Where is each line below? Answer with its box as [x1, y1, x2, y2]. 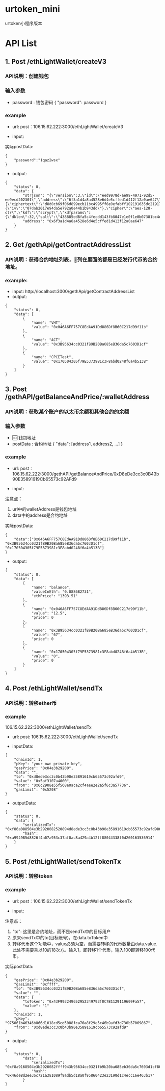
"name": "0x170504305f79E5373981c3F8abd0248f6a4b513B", [31, 649, 148, 654]
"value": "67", [31, 632, 63, 637]
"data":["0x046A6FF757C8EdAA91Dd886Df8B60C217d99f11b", [14, 536, 131, 542]
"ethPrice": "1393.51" [31, 593, 78, 598]
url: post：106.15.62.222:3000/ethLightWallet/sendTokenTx [12, 898, 132, 904]
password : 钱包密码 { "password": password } [12, 99, 107, 105]
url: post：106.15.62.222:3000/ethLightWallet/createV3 [12, 124, 124, 130]
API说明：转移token [5, 873, 53, 879]
